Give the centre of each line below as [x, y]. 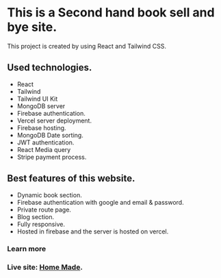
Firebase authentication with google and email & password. [100, 202]
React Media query [44, 149]
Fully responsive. [41, 224]
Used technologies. [50, 67]
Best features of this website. [71, 178]
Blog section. [36, 216]
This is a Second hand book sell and [111, 13]
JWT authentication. [45, 142]
